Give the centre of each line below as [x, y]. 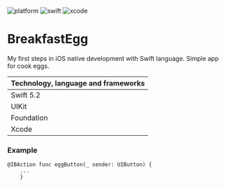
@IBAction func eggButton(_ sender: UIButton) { [80, 165]
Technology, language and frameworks [78, 83]
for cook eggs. [28, 66]
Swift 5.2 [26, 95]
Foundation [29, 118]
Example [22, 150]
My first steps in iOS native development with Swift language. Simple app [113, 58]
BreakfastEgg [48, 39]
